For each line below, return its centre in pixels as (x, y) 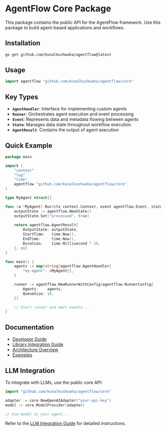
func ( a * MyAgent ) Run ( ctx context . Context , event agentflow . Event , (77, 207)
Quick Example (29, 145)
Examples (22, 355)
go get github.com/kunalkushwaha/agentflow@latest (58, 54)
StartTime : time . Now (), (50, 234)
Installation (23, 43)
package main (19, 157)
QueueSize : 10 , (39, 294)
